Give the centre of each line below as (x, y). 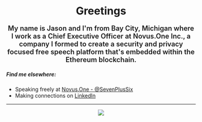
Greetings (101, 11)
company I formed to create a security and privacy (101, 44)
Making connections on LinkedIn (55, 95)
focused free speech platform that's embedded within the (101, 52)
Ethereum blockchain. (101, 60)
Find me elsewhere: (31, 74)
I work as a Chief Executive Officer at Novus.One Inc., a (101, 36)
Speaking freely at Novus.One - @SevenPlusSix (74, 89)
